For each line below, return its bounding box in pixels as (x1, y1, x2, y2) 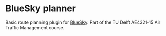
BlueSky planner (5, 3, 76, 14)
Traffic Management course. (5, 24, 65, 30)
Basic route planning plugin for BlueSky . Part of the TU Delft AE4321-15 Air (5, 19, 161, 25)
